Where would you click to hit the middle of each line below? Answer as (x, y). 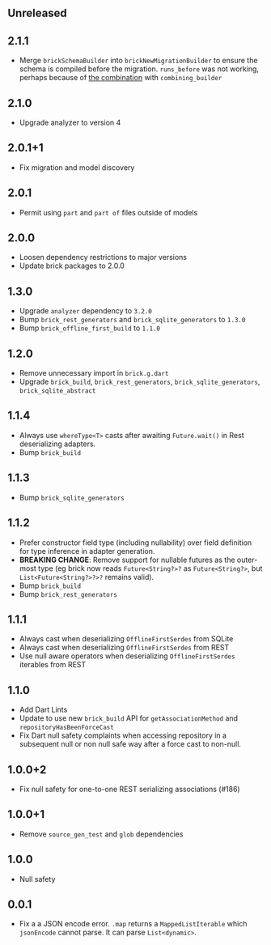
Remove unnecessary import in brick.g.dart (94, 373)
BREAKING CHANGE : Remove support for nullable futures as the (127, 560)
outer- (247, 560)
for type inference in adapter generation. (87, 551)
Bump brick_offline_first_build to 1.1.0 (90, 328)
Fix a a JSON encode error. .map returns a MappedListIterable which (133, 924)
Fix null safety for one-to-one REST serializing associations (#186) (129, 789)
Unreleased (38, 13)
